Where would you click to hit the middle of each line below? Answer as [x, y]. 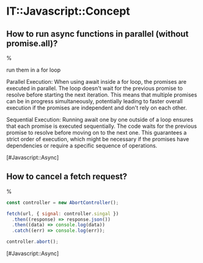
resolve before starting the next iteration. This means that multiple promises [102, 95]
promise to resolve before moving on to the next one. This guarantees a [97, 132]
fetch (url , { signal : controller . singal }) [63, 213]
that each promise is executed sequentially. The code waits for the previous [102, 126]
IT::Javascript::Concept [68, 11]
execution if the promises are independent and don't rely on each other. [97, 108]
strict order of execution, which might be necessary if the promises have [98, 139]
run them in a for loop [34, 70]
